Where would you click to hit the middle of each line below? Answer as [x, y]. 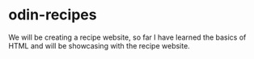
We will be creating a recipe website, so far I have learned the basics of [127, 37]
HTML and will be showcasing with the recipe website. [99, 45]
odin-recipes [53, 15]
